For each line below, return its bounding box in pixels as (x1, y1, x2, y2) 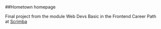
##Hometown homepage (5, 4, 56, 10)
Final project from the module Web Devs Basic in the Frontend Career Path (5, 14, 157, 19)
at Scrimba (5, 19, 28, 24)
